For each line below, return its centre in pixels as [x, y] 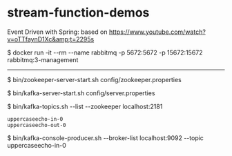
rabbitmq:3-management [43, 59]
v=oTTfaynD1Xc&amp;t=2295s [51, 39]
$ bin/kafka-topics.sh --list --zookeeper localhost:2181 [85, 106]
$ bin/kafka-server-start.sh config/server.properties [81, 93]
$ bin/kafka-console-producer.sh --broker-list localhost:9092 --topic [105, 138]
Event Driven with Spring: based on [57, 32]
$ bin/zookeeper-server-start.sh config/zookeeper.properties [94, 79]
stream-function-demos [78, 13]
